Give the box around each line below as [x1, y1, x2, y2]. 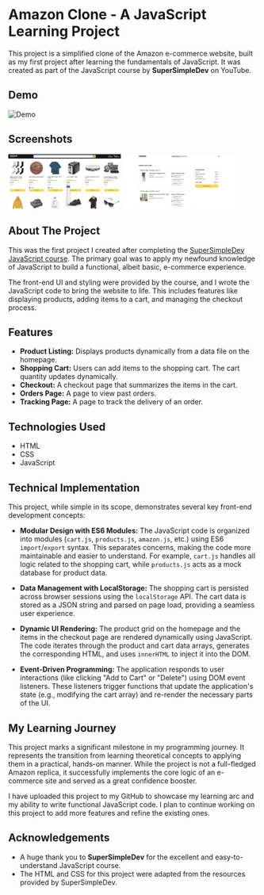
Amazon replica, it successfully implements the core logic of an [8, 767, 216, 777]
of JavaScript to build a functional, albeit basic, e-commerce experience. [8, 262, 247, 271]
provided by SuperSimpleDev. [19, 878, 117, 887]
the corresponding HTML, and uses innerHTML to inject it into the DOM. [19, 649, 251, 659]
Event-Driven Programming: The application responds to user [19, 664, 224, 675]
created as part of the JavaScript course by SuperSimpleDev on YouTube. [8, 65, 252, 75]
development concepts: [8, 511, 86, 520]
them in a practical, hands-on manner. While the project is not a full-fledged [8, 759, 256, 768]
